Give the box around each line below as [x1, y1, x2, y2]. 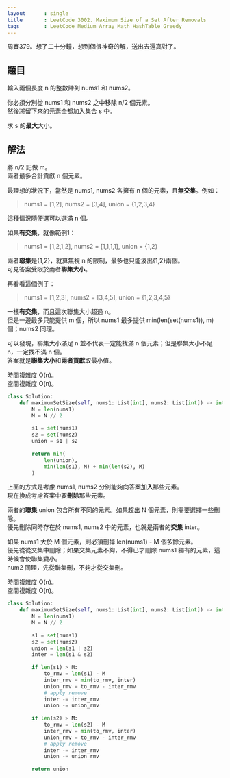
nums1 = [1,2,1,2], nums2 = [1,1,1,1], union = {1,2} [23, 243, 158, 250]
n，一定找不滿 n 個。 [7, 348, 66, 356]
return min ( [31, 450, 66, 457]
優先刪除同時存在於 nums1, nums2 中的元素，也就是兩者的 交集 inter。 [7, 523, 203, 531]
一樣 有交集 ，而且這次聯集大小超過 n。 [7, 308, 115, 315]
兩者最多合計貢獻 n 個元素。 [7, 172, 87, 180]
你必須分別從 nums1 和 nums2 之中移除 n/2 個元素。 [7, 99, 154, 107]
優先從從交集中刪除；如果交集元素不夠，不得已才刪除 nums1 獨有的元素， [7, 546, 214, 555]
